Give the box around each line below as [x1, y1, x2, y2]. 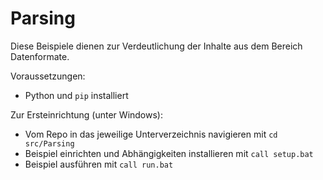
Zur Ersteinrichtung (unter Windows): [10, 108, 163, 121]
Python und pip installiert [24, 89, 129, 101]
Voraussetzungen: [10, 70, 86, 82]
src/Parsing [24, 138, 75, 149]
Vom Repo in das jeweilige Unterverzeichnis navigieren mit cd [24, 128, 278, 140]
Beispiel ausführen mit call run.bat [24, 158, 174, 170]
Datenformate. [10, 50, 70, 62]
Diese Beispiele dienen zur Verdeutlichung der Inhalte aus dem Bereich [10, 40, 303, 52]
